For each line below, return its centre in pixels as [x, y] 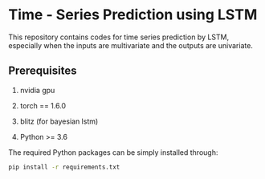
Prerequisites [43, 71]
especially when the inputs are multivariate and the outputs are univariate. [130, 45]
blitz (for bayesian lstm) [59, 121]
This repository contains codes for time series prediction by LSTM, [119, 37]
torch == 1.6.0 [43, 105]
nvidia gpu [37, 90]
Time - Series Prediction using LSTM [133, 15]
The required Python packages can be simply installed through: [113, 152]
